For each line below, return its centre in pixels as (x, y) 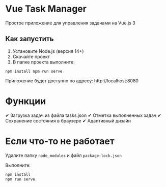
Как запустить (30, 39)
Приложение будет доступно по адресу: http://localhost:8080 (72, 81)
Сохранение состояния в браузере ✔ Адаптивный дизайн (68, 120)
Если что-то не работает (60, 141)
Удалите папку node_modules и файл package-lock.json (64, 155)
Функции (26, 101)
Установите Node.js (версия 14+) (48, 51)
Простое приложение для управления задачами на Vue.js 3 (71, 23)
